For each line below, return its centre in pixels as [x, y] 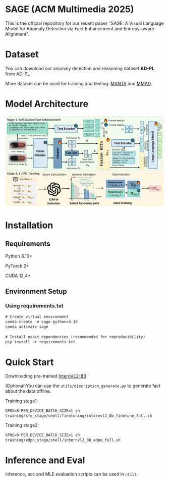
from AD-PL [18, 74]
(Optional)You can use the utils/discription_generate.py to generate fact [83, 386]
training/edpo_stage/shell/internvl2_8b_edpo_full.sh [63, 440]
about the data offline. [28, 391]
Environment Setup [36, 291]
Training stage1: [22, 401]
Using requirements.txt [34, 306]
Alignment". [17, 34]
